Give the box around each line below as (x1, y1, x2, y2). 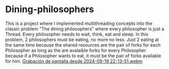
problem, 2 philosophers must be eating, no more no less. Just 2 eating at (5, 37, 159, 43)
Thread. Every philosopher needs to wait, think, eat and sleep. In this (5, 31, 148, 37)
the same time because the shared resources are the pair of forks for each (5, 42, 161, 48)
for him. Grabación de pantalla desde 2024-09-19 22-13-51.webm (5, 58, 143, 64)
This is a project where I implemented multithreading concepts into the (5, 20, 153, 26)
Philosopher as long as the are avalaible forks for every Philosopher (5, 47, 146, 53)
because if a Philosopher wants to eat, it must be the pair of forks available (5, 52, 161, 59)
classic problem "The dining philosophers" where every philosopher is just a (5, 25, 164, 31)
